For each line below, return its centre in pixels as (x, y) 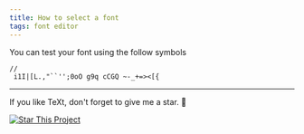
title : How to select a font (64, 18)
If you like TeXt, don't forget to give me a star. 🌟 (98, 101)
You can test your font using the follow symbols (98, 52)
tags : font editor (44, 26)
